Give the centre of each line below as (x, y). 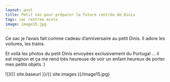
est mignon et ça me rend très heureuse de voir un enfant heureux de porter (85, 59)
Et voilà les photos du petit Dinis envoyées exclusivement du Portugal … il (82, 54)
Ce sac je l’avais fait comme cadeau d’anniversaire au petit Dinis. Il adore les (85, 38)
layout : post (19, 10)
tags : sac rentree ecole (32, 19)
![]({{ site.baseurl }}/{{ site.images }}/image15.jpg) (58, 74)
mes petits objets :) (25, 64)
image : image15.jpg (26, 24)
